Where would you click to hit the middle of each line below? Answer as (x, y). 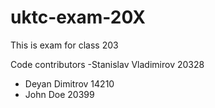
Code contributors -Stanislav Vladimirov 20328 (107, 64)
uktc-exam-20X (78, 17)
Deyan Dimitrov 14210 (69, 83)
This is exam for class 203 (64, 45)
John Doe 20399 (59, 94)
